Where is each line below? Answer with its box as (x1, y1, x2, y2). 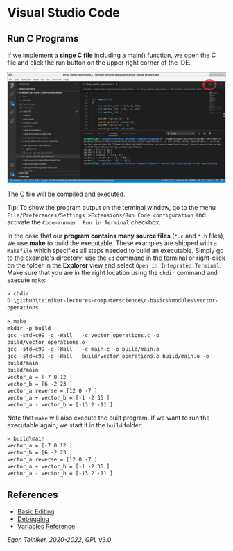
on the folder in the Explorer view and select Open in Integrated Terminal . (7, 261, 222, 270)
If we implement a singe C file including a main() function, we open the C (7, 51, 216, 59)
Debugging (17, 515, 50, 523)
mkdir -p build (7, 325, 51, 332)
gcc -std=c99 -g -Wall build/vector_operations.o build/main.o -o (7, 353, 209, 360)
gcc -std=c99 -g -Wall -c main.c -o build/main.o (7, 346, 159, 353)
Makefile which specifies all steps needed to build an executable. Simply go (7, 247, 224, 255)
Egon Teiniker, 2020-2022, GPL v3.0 (7, 536, 112, 544)
